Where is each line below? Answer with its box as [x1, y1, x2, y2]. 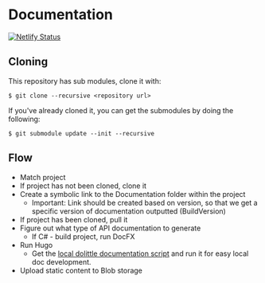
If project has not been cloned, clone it [19, 181, 147, 191]
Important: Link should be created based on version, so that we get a [31, 198, 258, 207]
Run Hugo [19, 240, 53, 250]
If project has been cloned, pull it [19, 214, 128, 224]
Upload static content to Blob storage [19, 265, 143, 275]
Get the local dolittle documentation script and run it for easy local [31, 249, 249, 258]
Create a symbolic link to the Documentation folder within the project [19, 189, 246, 198]
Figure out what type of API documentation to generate [19, 223, 201, 233]
